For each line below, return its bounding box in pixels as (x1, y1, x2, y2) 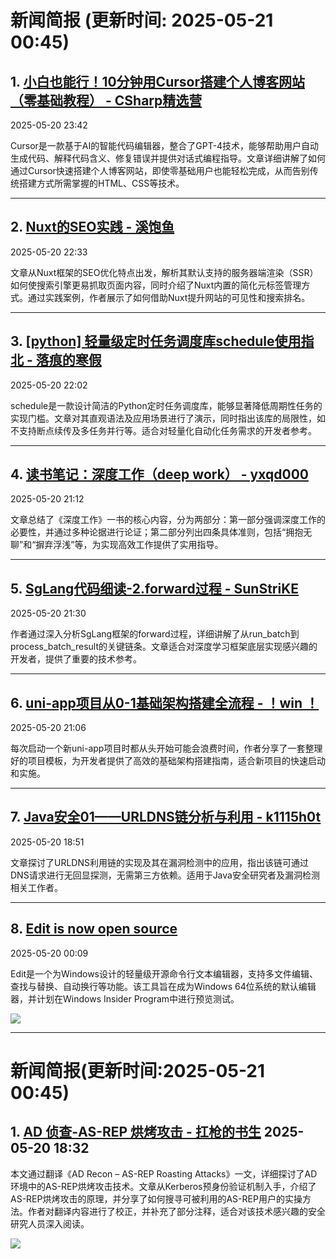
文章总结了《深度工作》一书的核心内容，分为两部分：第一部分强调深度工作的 (10, 514, 326, 526)
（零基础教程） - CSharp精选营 (10, 92, 203, 109)
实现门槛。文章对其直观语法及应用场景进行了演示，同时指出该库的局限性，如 (10, 412, 326, 424)
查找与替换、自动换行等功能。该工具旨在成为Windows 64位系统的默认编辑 (10, 980, 317, 992)
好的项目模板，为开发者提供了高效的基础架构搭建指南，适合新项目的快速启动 (10, 755, 326, 767)
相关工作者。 (10, 881, 63, 893)
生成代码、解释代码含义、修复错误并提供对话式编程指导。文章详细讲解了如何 (10, 152, 326, 164)
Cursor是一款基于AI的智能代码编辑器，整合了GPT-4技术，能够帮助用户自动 (10, 140, 320, 151)
